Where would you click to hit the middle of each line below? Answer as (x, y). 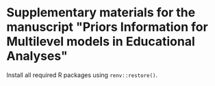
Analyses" (37, 56)
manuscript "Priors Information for (107, 27)
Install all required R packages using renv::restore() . (82, 75)
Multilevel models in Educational (101, 42)
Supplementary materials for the (101, 13)
